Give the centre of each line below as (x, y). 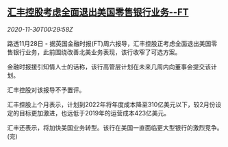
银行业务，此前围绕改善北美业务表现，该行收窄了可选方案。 (97, 52)
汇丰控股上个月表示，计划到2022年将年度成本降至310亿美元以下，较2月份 (111, 104)
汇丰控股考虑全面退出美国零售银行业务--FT (98, 12)
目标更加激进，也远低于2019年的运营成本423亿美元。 (94, 113)
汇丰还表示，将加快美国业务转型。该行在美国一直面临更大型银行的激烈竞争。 (115, 127)
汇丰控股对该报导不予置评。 (46, 90)
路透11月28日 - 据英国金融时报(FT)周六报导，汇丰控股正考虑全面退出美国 (109, 43)
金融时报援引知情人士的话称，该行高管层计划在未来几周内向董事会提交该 (109, 67)
